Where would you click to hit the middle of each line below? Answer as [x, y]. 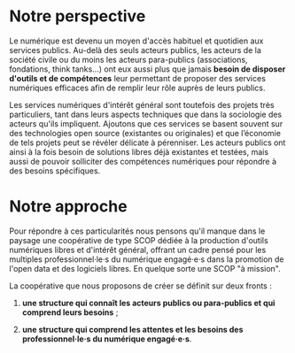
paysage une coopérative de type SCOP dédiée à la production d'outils [139, 240]
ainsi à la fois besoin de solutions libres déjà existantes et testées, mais [139, 151]
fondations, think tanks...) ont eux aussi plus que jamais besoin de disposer [147, 69]
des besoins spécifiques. [55, 171]
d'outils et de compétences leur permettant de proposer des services [137, 78]
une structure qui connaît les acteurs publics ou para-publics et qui [148, 303]
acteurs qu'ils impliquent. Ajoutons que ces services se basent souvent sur [146, 123]
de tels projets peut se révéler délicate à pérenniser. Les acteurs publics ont [147, 142]
